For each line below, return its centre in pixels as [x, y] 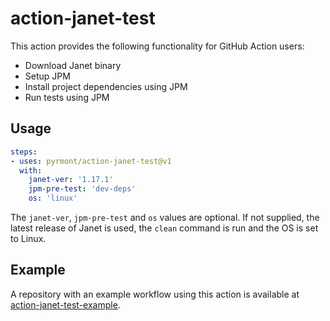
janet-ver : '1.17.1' [71, 180]
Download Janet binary [73, 65]
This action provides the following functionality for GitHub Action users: [157, 46]
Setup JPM [47, 76]
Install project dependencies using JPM [106, 86]
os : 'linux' [53, 198]
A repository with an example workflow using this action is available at [155, 294]
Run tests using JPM [67, 97]
